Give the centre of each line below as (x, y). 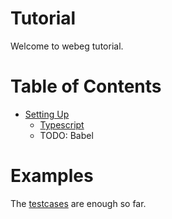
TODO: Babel (66, 135)
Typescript (62, 124)
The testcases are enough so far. (78, 203)
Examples (52, 176)
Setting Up (47, 114)
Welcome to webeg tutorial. (67, 46)
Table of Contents (86, 86)
